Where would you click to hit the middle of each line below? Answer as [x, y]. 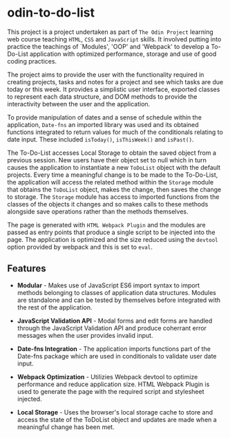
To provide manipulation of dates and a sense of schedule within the [105, 117]
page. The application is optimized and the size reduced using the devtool [113, 239]
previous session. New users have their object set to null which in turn [107, 160]
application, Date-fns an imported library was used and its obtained [103, 124]
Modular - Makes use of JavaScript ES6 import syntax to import [108, 285]
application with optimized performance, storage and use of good [123, 54]
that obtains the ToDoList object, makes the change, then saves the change [114, 189]
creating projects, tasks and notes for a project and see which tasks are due [115, 82]
